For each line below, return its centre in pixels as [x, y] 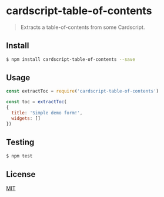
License [21, 174]
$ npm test [19, 156]
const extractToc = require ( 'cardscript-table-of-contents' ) [83, 91]
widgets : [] [26, 118]
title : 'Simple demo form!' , [47, 113]
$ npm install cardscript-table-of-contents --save [71, 59]
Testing [20, 142]
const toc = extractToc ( [36, 102]
